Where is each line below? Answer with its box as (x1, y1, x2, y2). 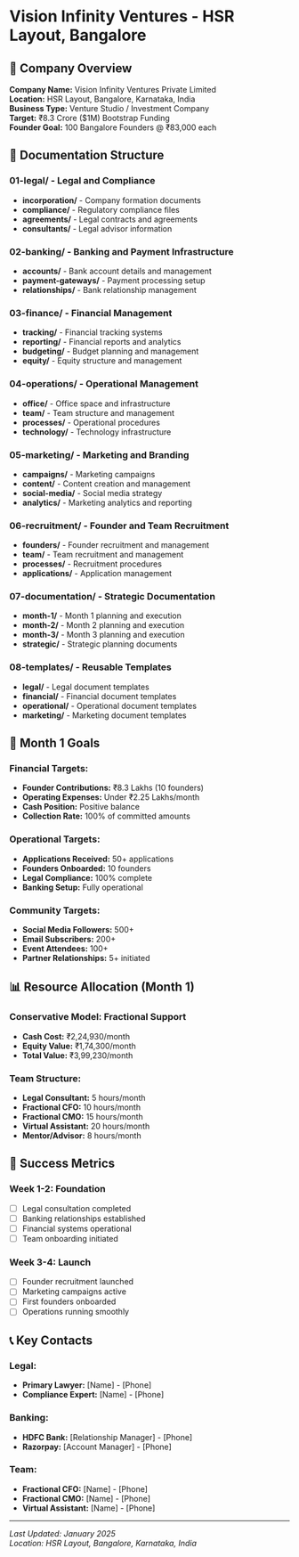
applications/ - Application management (21, 568, 172, 579)
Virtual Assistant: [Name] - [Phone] (21, 1503, 156, 1513)
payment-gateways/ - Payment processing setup (21, 274, 206, 286)
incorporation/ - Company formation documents (21, 194, 202, 206)
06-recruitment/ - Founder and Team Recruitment (9, 519, 230, 532)
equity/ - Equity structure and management (21, 355, 182, 366)
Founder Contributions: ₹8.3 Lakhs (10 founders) (21, 782, 205, 794)
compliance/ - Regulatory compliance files (21, 204, 180, 215)
